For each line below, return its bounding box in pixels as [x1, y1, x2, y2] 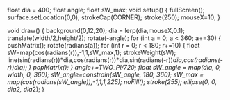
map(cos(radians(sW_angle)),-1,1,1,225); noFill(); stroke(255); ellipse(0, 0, [7, 78, 217, 86]
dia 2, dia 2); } [7, 86, 45, 93]
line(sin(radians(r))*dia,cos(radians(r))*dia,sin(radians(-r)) [7, 56, 174, 64]
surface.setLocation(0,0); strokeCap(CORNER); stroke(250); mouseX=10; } [7, 13, 221, 21]
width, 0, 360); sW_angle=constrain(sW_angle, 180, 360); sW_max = [7, 70, 204, 79]
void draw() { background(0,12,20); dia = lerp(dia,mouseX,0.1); [7, 27, 186, 34]
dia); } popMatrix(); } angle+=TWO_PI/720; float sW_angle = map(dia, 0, [13, 63, 221, 71]
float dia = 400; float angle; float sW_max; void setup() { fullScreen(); [7, 6, 205, 14]
